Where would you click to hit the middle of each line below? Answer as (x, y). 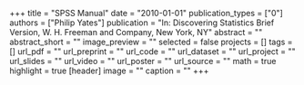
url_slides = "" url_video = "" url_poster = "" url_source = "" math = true (143, 61)
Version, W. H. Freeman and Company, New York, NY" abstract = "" (136, 32)
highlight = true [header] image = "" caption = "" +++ (109, 71)
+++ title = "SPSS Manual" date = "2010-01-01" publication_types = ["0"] (147, 13)
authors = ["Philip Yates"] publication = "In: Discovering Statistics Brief (142, 23)
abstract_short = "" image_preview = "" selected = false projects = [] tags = (151, 42)
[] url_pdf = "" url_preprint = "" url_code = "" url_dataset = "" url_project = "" (152, 52)
